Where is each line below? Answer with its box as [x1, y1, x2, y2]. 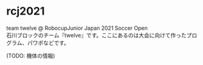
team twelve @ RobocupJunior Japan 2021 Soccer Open [6, 24, 148, 32]
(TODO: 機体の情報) [6, 52, 56, 59]
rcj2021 [6, 4, 45, 18]
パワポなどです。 [27, 39, 70, 46]
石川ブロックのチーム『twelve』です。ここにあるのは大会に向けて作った [6, 32, 187, 39]
